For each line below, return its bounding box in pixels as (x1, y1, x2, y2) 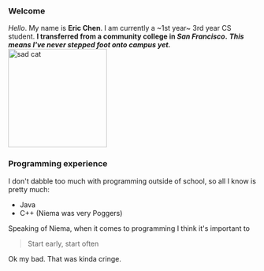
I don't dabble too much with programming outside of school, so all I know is (8, 176, 256, 186)
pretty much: (8, 184, 50, 194)
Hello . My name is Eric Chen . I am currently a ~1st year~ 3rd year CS (8, 24, 232, 33)
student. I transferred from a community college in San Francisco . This (8, 32, 244, 41)
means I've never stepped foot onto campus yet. (8, 40, 171, 50)
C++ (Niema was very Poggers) (19, 208, 123, 217)
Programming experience (8, 158, 108, 169)
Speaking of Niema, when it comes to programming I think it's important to (8, 223, 251, 233)
